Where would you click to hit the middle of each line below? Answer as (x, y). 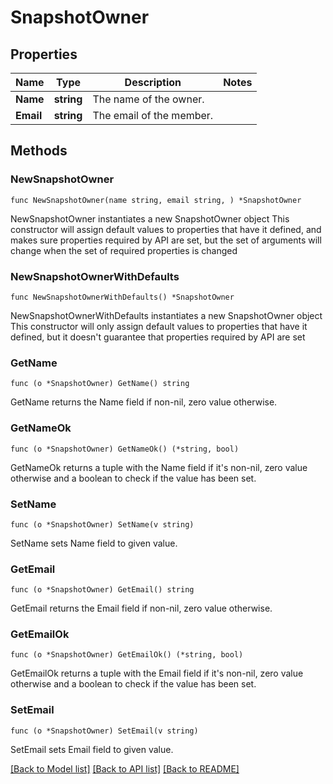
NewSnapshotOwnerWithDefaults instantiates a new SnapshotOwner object (166, 315)
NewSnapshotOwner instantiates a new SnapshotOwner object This (150, 218)
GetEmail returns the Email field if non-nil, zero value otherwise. (141, 608)
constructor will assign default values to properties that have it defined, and (166, 229)
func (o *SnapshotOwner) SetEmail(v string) (104, 731)
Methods (39, 151)
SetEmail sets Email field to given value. (92, 749)
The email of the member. (153, 115)
